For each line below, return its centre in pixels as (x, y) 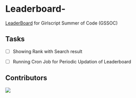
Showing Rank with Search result (48, 51)
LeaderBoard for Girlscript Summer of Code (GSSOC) (62, 23)
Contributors (26, 78)
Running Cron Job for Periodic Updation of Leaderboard (72, 61)
